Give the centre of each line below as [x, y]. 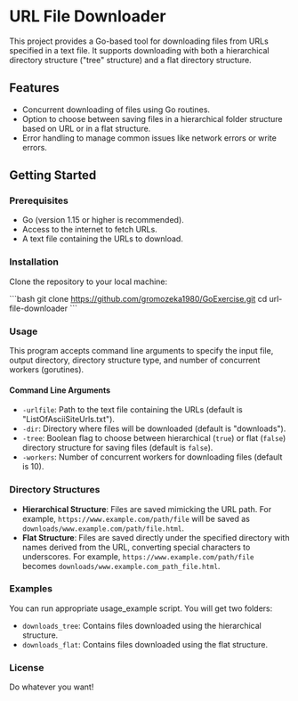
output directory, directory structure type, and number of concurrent [135, 360]
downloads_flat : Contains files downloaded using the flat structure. [145, 644]
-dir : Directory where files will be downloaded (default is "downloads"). [154, 428]
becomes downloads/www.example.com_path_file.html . [121, 566]
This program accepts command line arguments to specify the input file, [141, 351]
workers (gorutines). [47, 370]
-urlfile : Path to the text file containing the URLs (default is [132, 410]
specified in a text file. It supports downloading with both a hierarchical [139, 50]
